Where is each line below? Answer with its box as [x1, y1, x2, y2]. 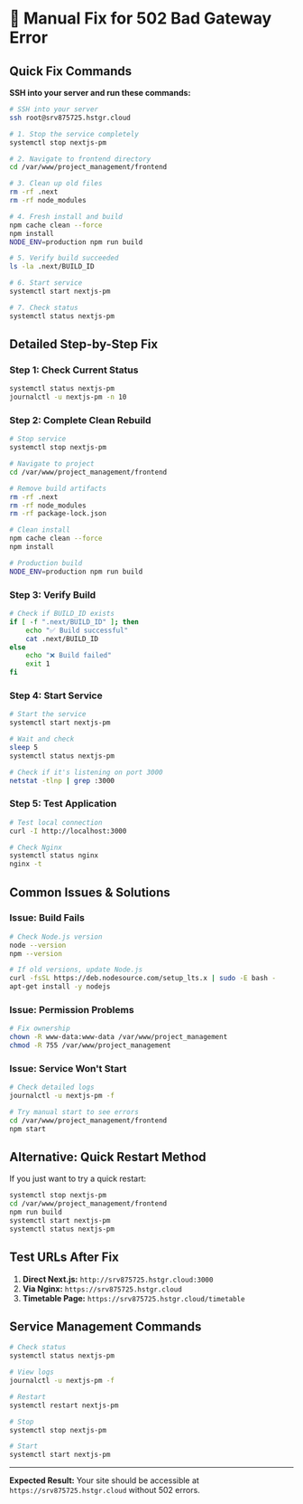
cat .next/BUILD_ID [25, 634, 99, 643]
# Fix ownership [9, 1024, 70, 1034]
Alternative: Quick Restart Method [9, 1149, 207, 1165]
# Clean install [9, 525, 70, 534]
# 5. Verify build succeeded [9, 253, 119, 263]
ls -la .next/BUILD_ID [9, 262, 95, 271]
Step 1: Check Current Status [9, 364, 139, 376]
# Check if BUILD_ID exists [9, 610, 115, 619]
